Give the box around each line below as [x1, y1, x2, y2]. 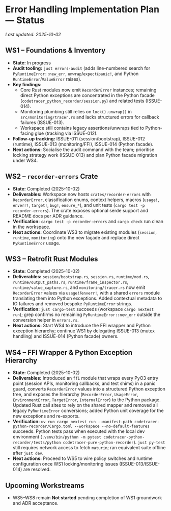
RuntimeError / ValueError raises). [12, 76, 81, 82]
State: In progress [12, 60, 51, 66]
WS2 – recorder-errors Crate [5, 172, 98, 181]
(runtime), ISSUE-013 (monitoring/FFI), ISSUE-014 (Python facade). [12, 141, 154, 147]
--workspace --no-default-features [74, 424, 150, 429]
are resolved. [23, 466, 51, 473]
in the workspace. [12, 224, 51, 230]
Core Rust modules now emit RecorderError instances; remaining [20, 87, 157, 93]
